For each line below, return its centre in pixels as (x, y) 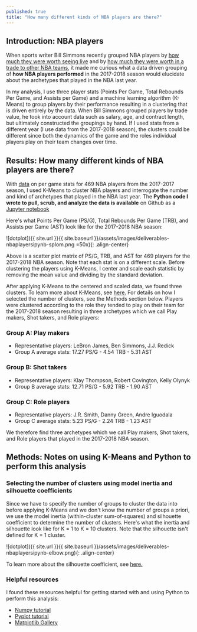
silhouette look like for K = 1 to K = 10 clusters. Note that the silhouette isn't (97, 529)
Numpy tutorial (33, 610)
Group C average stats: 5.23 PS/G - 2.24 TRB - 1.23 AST (83, 421)
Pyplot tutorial (32, 616)
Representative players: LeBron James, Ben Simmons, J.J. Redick (94, 346)
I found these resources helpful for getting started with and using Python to (98, 592)
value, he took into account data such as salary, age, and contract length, (95, 117)
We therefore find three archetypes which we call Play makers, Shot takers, (98, 432)
